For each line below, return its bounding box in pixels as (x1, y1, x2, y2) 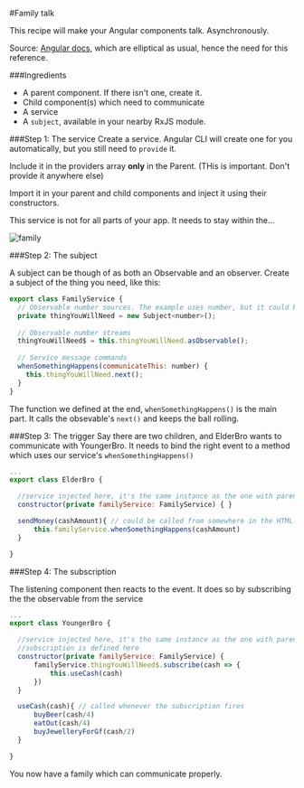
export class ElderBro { (9, 475, 103, 484)
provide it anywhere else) (9, 171, 104, 181)
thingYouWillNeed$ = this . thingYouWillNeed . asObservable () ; (17, 336, 249, 346)
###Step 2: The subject (9, 250, 98, 260)
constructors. (9, 198, 60, 208)
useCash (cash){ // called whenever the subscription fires (17, 702, 245, 711)
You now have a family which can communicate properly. (9, 768, 223, 779)
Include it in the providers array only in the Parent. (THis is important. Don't (9, 161, 290, 171)
